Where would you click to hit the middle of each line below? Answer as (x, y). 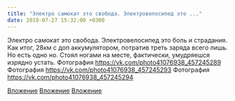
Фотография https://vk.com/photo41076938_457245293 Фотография (109, 70)
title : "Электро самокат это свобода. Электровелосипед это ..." (105, 14)
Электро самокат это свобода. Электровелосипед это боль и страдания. (117, 40)
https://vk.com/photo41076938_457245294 (70, 77)
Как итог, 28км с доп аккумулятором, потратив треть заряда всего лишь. (117, 47)
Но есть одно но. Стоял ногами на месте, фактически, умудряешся (109, 55)
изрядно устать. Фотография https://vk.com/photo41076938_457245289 (114, 62)
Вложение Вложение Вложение (55, 91)
